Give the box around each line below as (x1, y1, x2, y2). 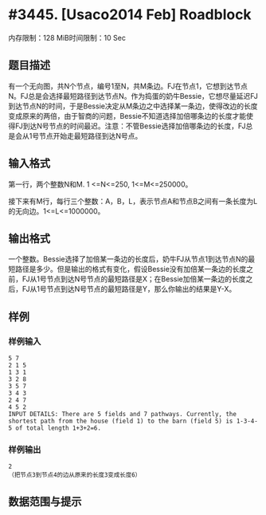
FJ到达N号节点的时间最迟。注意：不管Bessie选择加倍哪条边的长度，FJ (14, 121, 246, 131)
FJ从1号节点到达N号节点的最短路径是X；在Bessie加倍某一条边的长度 (22, 274, 246, 284)
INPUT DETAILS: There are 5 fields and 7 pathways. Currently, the (8, 411, 237, 419)
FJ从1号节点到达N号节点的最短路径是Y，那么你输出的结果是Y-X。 (22, 285, 237, 294)
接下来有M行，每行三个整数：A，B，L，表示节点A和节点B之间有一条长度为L (8, 196, 258, 206)
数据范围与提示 (8, 494, 82, 508)
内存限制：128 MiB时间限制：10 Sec (8, 33, 126, 42)
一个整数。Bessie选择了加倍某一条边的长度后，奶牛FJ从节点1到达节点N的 (8, 254, 248, 264)
